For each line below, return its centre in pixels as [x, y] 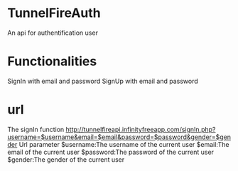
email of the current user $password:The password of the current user [111, 152]
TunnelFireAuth [54, 13]
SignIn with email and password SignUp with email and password [103, 81]
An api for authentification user [53, 33]
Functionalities [52, 61]
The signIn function [36, 129]
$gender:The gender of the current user [66, 159]
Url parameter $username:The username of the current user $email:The [124, 144]
